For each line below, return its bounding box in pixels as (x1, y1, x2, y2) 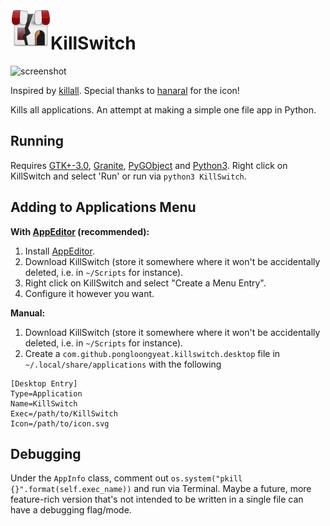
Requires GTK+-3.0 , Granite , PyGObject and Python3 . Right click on (10, 159, 288, 171)
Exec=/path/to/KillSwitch (10, 408, 118, 419)
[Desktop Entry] (10, 378, 78, 389)
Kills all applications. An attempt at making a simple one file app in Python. (10, 103, 317, 116)
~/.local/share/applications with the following (24, 358, 222, 370)
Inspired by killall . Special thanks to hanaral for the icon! (10, 84, 240, 96)
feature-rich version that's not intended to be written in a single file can (10, 493, 304, 506)
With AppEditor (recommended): (10, 225, 150, 237)
